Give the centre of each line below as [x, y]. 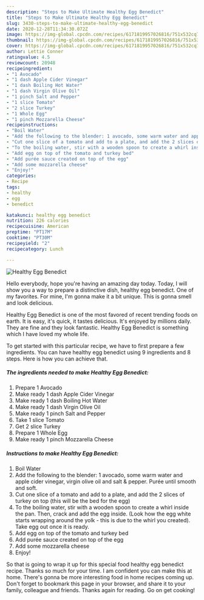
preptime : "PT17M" [29, 232]
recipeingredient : [29, 68]
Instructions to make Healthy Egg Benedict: [63, 453]
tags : [13, 187]
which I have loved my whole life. [48, 334]
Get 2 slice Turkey [38, 427]
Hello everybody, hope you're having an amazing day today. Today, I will [97, 283]
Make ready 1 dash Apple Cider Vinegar [65, 394]
